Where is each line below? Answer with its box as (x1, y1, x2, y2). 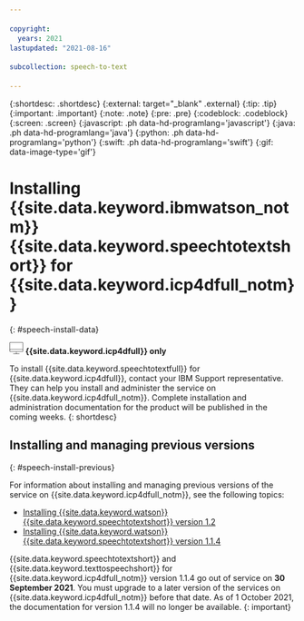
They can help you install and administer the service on (9, 382, 216, 393)
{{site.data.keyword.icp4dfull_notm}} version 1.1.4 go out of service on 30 (9, 572, 286, 583)
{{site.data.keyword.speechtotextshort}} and (9, 553, 177, 564)
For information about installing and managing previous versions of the (9, 479, 274, 490)
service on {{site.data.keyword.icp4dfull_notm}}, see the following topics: (9, 488, 285, 499)
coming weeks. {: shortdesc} (9, 411, 118, 422)
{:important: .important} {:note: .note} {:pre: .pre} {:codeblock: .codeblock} (9, 107, 289, 118)
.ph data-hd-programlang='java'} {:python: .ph (9, 127, 184, 138)
